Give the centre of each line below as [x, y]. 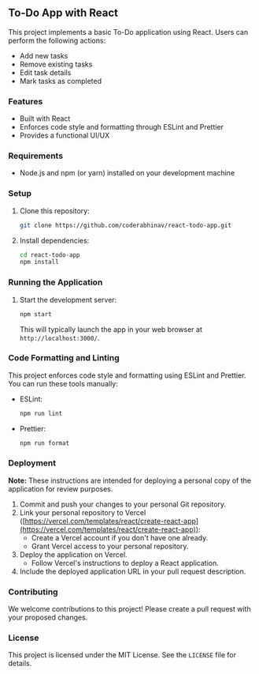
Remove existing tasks [56, 64]
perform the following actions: [57, 40]
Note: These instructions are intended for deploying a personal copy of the [130, 480]
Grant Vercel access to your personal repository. [110, 546]
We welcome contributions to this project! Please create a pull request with [129, 609]
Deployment [32, 463]
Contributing [33, 592]
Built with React [45, 119]
